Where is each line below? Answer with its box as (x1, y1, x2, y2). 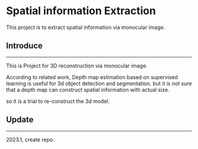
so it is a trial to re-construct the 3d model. (6, 98, 110, 105)
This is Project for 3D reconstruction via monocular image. (6, 62, 148, 69)
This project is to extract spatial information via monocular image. (6, 24, 166, 31)
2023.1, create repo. (6, 136, 55, 143)
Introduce (6, 41, 43, 51)
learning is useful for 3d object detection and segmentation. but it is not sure (6, 80, 192, 87)
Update (6, 115, 34, 125)
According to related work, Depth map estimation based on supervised (6, 73, 178, 80)
